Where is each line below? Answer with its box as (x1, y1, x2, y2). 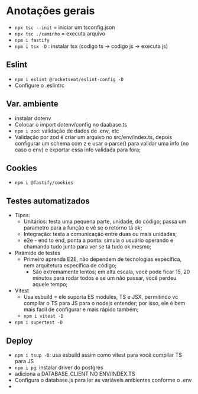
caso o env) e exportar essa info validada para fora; (14, 146, 141, 153)
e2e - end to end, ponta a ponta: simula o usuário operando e (23, 237, 174, 244)
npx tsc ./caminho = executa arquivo (14, 30, 105, 37)
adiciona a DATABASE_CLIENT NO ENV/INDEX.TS (14, 370, 135, 377)
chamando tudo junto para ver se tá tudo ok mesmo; (23, 243, 152, 250)
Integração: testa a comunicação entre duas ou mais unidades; (23, 231, 177, 238)
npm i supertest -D (14, 319, 63, 326)
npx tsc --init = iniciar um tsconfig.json (14, 24, 115, 31)
